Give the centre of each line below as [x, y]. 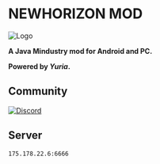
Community [38, 92]
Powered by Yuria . [40, 66]
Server [25, 135]
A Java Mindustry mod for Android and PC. [80, 51]
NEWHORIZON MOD [76, 14]
